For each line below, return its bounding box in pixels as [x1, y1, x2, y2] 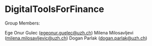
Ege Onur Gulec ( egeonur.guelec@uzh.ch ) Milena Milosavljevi [5, 29, 134, 35]
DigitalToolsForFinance [5, 3, 105, 15]
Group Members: [5, 20, 40, 26]
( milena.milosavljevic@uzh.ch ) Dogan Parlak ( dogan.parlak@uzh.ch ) [5, 35, 147, 41]
